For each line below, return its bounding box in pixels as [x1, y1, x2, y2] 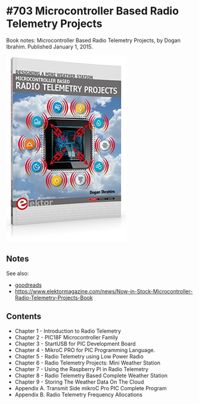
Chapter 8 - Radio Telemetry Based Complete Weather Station [14, 372, 168, 379]
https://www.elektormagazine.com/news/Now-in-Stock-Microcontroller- [14, 287, 193, 294]
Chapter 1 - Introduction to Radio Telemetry [14, 327, 121, 335]
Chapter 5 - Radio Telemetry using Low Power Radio [14, 353, 144, 360]
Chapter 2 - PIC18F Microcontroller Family [14, 333, 118, 341]
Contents [6, 311, 42, 321]
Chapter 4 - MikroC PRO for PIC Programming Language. [14, 346, 156, 354]
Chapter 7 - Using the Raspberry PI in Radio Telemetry [14, 365, 149, 372]
